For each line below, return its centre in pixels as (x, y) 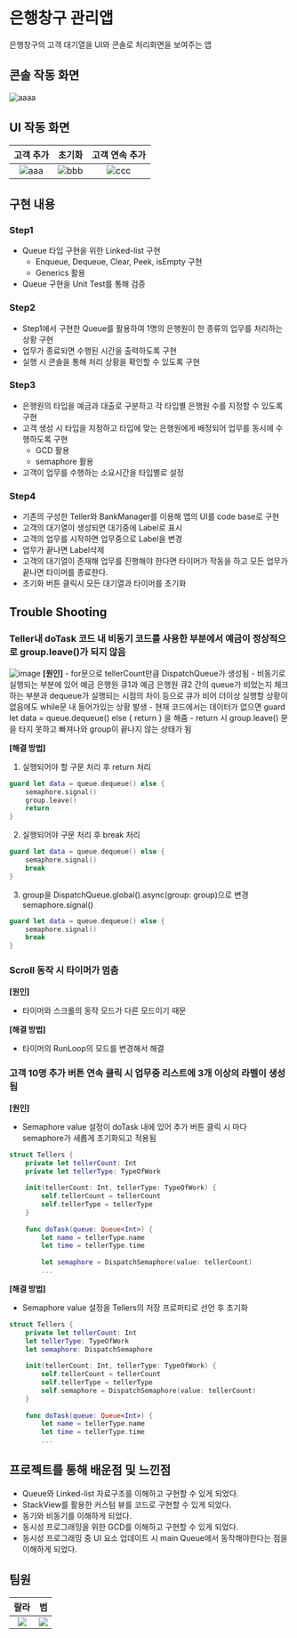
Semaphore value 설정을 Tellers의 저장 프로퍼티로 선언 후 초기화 (135, 1307)
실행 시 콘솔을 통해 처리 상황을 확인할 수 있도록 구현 (111, 361)
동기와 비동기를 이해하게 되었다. (76, 1515)
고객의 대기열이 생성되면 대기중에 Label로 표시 (102, 528)
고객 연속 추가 (119, 155)
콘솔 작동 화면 (44, 75)
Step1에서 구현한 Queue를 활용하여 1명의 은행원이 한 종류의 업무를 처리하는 (152, 328)
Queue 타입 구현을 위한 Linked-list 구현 (91, 251)
